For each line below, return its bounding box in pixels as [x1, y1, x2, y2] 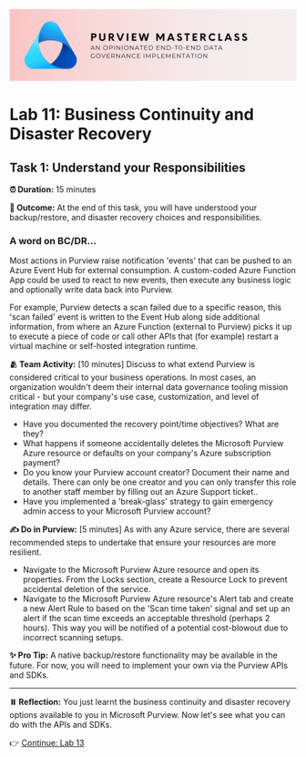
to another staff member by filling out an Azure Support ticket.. [22, 486, 259, 497]
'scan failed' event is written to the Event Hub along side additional [9, 312, 260, 322]
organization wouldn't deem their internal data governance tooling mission [9, 382, 289, 393]
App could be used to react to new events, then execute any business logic [9, 274, 291, 286]
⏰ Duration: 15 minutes [9, 184, 97, 195]
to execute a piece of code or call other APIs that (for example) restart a [9, 331, 280, 342]
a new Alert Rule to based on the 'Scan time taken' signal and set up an [22, 603, 291, 614]
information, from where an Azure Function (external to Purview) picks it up [9, 322, 292, 332]
